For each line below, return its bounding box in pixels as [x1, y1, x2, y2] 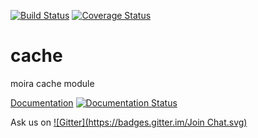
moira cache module [10, 77, 95, 89]
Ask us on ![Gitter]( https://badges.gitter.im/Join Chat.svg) [10, 116, 248, 128]
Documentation [10, 96, 74, 109]
